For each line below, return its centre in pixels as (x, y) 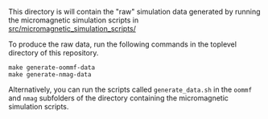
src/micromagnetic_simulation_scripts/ (72, 29)
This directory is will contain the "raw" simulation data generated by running (134, 12)
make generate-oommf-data (52, 68)
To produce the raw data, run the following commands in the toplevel (123, 44)
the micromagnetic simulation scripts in (74, 20)
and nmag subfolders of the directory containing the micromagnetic (119, 98)
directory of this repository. (54, 53)
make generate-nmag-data (50, 75)
